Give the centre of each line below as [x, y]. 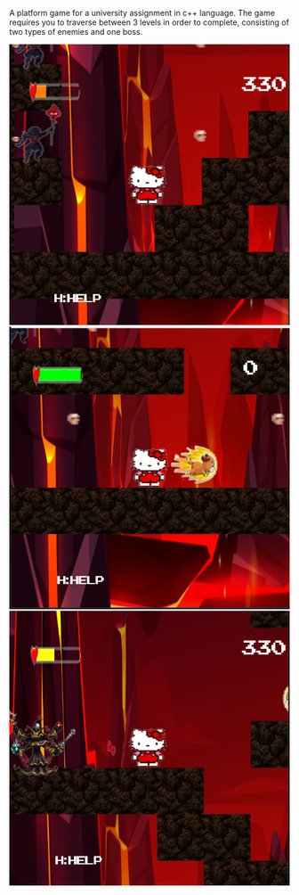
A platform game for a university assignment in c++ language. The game [142, 13]
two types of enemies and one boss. [76, 32]
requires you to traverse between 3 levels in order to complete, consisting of [149, 22]
